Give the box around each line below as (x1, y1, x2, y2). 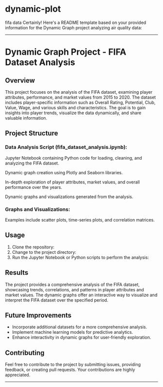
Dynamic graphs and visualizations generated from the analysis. (5, 194, 133, 200)
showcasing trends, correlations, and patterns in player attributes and (5, 286, 144, 292)
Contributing (5, 348, 45, 357)
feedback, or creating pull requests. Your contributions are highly (5, 367, 135, 373)
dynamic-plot (5, 3, 61, 15)
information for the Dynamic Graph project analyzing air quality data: (5, 24, 142, 30)
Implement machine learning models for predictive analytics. (12, 329, 133, 335)
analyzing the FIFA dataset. (5, 160, 59, 166)
